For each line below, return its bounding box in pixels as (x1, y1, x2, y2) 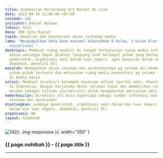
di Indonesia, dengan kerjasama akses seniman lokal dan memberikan (9, 84, 151, 89)
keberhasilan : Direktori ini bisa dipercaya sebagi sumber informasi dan (5, 93, 158, 98)
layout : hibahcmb (5, 115, 40, 121)
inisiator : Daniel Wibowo (5, 20, 57, 26)
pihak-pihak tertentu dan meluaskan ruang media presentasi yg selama (9, 70, 155, 75)
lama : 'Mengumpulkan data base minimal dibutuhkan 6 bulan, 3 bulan (5, 39, 147, 44)
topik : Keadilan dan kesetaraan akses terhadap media (5, 35, 116, 39)
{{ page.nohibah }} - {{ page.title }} (5, 141, 90, 148)
